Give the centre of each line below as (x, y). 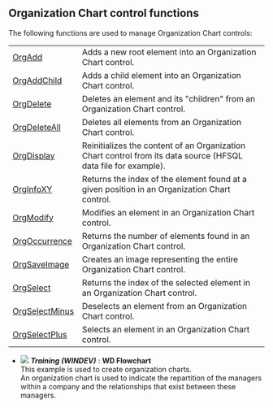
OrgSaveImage (41, 264)
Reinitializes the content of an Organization (164, 145)
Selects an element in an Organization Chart (166, 329)
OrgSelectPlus (40, 334)
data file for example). (123, 166)
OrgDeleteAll (37, 127)
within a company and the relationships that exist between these (128, 386)
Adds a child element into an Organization (161, 75)
